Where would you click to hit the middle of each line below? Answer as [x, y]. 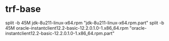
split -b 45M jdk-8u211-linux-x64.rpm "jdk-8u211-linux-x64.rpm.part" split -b [85, 23]
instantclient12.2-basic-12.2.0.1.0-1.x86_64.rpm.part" [60, 33]
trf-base [23, 9]
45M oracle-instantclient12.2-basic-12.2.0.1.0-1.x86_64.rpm [67, 28]
